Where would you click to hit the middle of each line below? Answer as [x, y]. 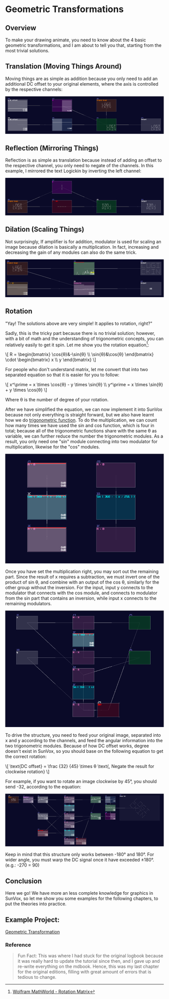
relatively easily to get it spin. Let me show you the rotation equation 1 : [77, 344]
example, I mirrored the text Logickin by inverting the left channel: [73, 171]
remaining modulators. [28, 603]
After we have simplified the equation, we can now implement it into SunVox [84, 409]
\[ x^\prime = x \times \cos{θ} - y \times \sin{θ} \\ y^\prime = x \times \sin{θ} [84, 385]
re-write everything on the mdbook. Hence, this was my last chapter [88, 967]
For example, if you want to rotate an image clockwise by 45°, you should [81, 781]
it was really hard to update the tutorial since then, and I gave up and [89, 961]
